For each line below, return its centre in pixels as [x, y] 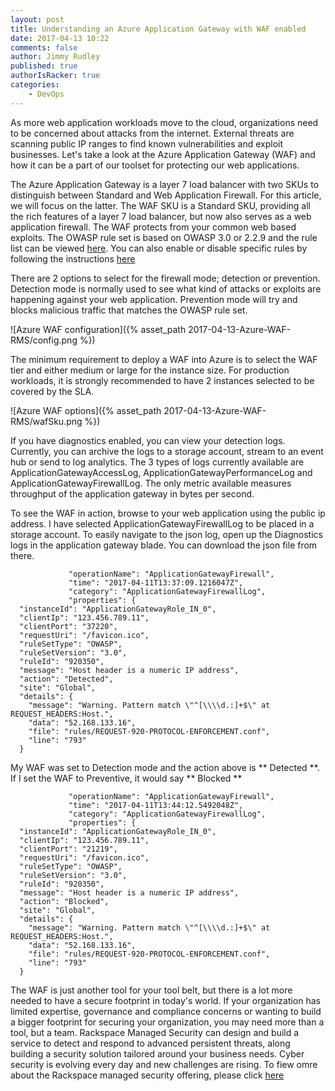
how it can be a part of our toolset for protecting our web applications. [155, 165]
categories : [35, 85]
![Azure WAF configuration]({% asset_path [98, 329]
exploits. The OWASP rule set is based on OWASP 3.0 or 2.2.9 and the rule [164, 237]
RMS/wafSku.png [46, 421]
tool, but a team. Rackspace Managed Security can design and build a [155, 1032]
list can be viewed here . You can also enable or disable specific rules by [159, 248]
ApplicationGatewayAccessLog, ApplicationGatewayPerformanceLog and [161, 472]
